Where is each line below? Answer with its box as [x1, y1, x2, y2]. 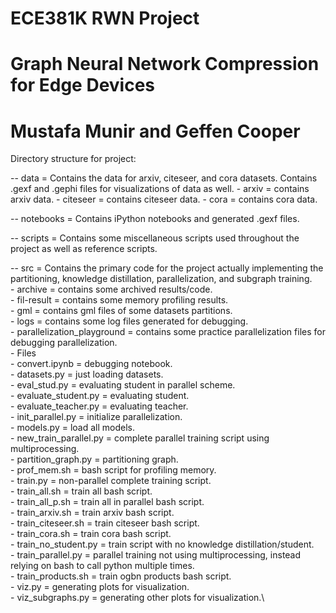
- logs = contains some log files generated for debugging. [10, 315, 249, 327]
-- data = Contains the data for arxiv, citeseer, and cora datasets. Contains [10, 172, 318, 184]
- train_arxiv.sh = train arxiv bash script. [10, 507, 175, 519]
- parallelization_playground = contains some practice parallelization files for [10, 326, 326, 338]
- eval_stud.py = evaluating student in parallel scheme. [10, 379, 236, 391]
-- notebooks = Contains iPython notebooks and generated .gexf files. [10, 213, 300, 225]
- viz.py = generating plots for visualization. [10, 581, 190, 593]
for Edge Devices [10, 74, 156, 97]
